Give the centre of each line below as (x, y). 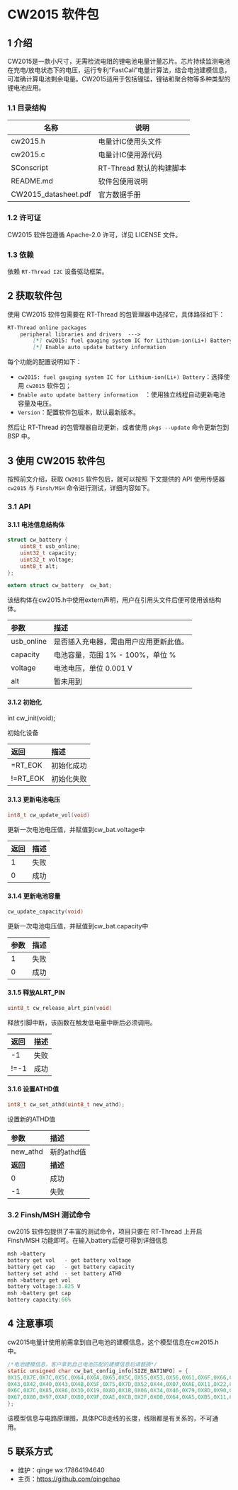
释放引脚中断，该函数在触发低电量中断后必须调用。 (82, 1022)
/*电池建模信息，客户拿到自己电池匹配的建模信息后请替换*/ (82, 1364)
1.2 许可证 (24, 218)
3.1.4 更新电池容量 (34, 896)
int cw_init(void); (32, 718)
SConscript (29, 168)
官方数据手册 (119, 195)
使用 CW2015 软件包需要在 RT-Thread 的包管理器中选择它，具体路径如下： (116, 314)
